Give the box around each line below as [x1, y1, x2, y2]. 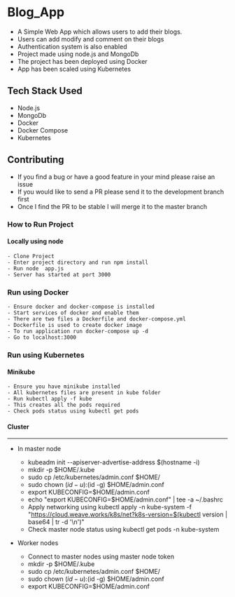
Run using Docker [7, 287, 69, 297]
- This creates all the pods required [7, 401, 120, 409]
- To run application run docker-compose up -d [7, 328, 149, 335]
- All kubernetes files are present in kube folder [7, 389, 161, 396]
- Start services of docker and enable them [7, 309, 139, 316]
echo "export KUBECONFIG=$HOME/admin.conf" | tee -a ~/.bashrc [27, 495, 224, 504]
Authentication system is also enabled [17, 42, 127, 51]
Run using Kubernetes [7, 350, 85, 360]
